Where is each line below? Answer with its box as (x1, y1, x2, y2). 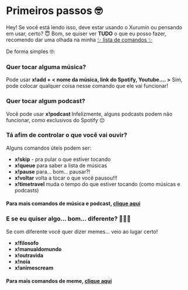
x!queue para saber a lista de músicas (14, 162, 107, 169)
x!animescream (14, 264, 54, 271)
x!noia (14, 258, 30, 265)
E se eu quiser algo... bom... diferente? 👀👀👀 (6, 215, 131, 223)
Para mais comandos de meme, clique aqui (6, 278, 112, 285)
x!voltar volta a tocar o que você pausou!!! (14, 174, 118, 181)
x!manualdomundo (14, 246, 62, 253)
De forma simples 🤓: (6, 48, 55, 55)
